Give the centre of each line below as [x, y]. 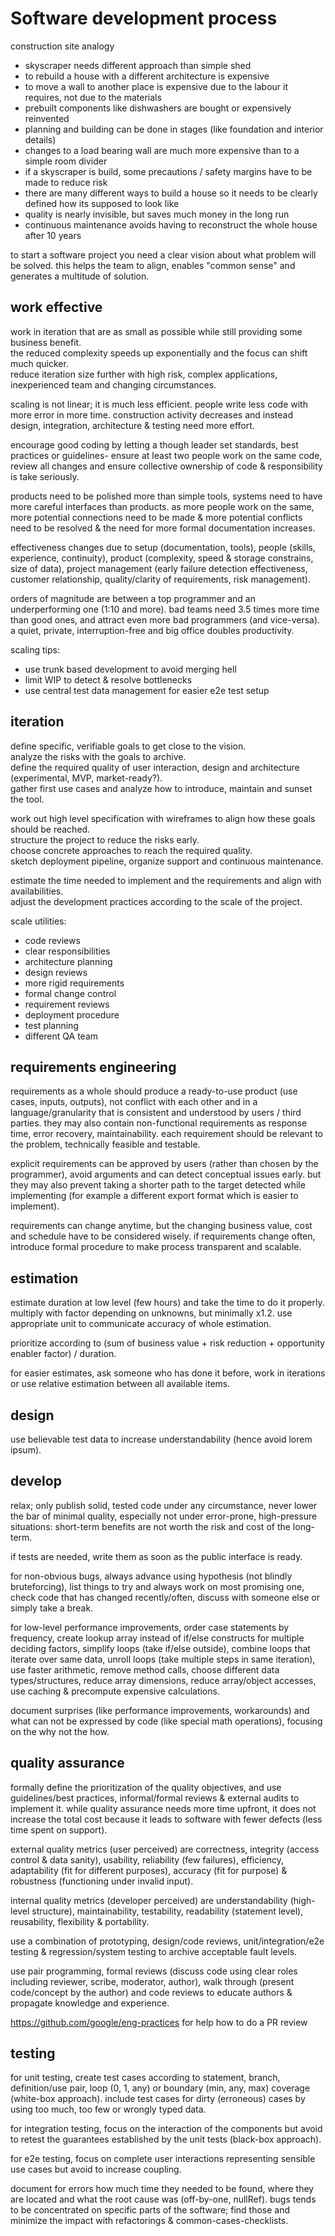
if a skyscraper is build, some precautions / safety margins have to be [168, 171]
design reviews [56, 972]
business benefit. [46, 342]
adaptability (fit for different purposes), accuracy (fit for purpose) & [149, 1870]
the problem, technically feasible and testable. [105, 1144]
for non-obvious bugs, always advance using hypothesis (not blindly [151, 1576]
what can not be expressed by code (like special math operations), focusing [166, 1721]
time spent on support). [59, 1829]
